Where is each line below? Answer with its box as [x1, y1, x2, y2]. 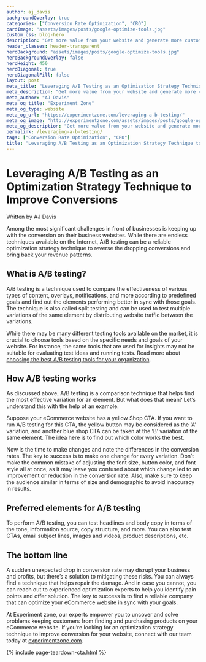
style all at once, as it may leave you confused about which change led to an [6, 466, 199, 473]
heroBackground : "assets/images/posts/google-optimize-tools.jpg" [6, 49, 180, 55]
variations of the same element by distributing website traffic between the [6, 311, 193, 318]
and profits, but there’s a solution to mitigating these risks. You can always [6, 572, 194, 580]
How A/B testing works [6, 373, 96, 383]
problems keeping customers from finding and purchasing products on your [6, 617, 198, 625]
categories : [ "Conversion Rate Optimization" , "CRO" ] [6, 20, 147, 26]
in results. [6, 485, 31, 493]
